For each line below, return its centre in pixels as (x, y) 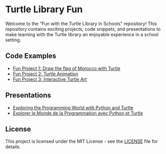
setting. (13, 40)
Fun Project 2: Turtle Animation (45, 74)
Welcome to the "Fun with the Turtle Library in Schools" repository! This (81, 24)
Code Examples (31, 56)
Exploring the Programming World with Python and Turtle (73, 107)
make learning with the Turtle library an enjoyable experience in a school (82, 34)
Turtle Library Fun (44, 9)
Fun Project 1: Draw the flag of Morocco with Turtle (66, 68)
